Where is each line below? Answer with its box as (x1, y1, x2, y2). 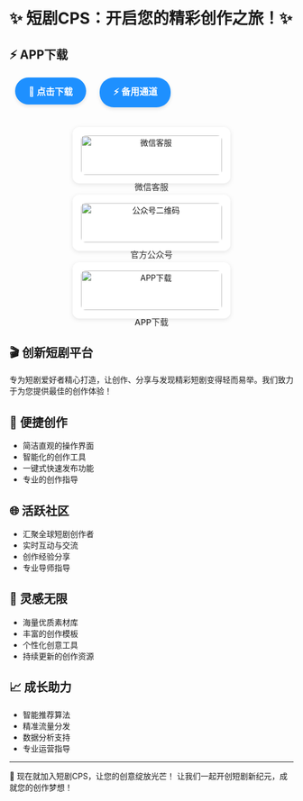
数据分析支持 (22, 732, 70, 742)
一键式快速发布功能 (22, 463, 95, 474)
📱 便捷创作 (9, 414, 68, 430)
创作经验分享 (22, 551, 70, 562)
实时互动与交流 (22, 540, 78, 551)
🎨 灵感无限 (9, 591, 68, 606)
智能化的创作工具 (22, 451, 87, 462)
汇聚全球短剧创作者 (22, 529, 95, 540)
